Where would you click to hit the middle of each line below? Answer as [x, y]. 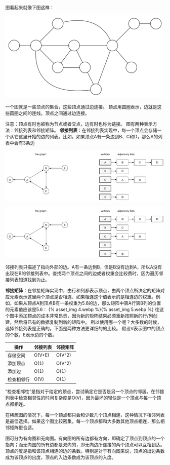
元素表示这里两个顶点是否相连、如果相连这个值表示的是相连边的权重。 [82, 297]
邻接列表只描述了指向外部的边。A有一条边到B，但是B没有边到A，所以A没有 [84, 267]
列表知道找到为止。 [29, 280]
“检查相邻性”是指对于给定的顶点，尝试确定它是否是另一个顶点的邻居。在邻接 [85, 392]
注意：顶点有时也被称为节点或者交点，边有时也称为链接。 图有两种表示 [79, 124]
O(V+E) [42, 355]
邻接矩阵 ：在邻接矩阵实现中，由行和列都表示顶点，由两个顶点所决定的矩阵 [83, 291]
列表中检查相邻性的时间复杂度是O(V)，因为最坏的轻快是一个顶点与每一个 [81, 398]
